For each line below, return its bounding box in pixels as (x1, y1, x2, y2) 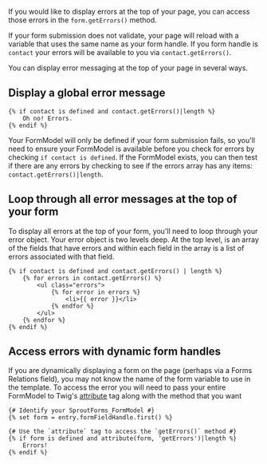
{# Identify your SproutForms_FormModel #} (8, 406, 155, 414)
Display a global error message (8, 86, 166, 100)
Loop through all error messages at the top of (8, 192, 238, 206)
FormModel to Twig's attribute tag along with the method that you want (8, 391, 241, 401)
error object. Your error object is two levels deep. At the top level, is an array (8, 235, 259, 244)
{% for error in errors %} (50, 288, 141, 296)
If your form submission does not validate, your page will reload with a (8, 31, 239, 40)
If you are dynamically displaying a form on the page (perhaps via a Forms (8, 366, 253, 375)
